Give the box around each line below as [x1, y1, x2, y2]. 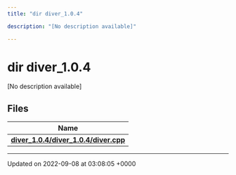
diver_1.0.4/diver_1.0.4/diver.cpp [11, 135, 126, 145]
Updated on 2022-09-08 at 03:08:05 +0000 [7, 160, 136, 168]
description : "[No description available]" [7, 22, 137, 30]
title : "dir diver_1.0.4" [7, 10, 83, 17]
